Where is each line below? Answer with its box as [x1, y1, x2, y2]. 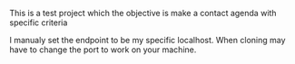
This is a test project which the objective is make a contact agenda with [9, 8, 277, 18]
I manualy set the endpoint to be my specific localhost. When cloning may [9, 35, 286, 45]
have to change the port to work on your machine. [9, 44, 197, 55]
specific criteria [9, 17, 68, 28]
